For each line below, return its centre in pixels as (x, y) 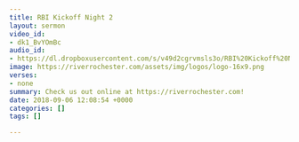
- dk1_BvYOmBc (36, 42)
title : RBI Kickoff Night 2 (61, 17)
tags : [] (25, 116)
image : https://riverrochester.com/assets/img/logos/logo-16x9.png (137, 67)
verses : (24, 75)
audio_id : (28, 51)
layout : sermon (37, 26)
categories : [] (37, 108)
